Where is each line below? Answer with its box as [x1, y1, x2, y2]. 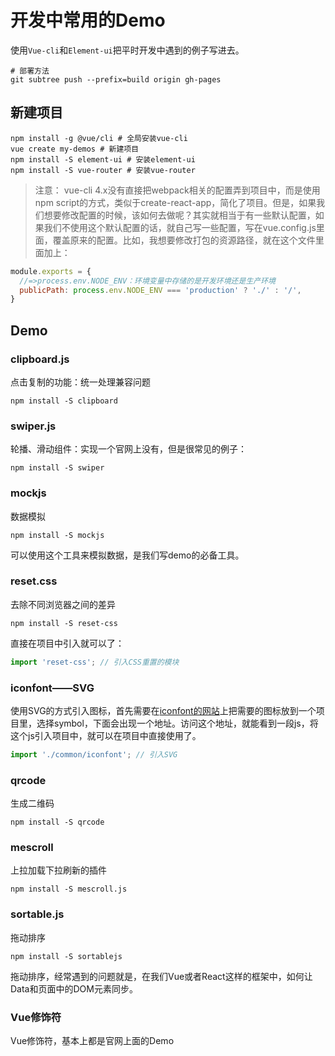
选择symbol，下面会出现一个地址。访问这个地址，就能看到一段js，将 [36, 717, 319, 729]
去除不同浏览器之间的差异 [10, 598, 116, 610]
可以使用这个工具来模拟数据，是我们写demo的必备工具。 [10, 549, 245, 561]
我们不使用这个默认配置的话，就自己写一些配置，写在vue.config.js [43, 221, 317, 233]
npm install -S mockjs [10, 530, 105, 540]
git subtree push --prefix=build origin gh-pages [10, 74, 222, 85]
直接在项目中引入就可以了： [10, 637, 125, 649]
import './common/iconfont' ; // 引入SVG [10, 750, 178, 760]
